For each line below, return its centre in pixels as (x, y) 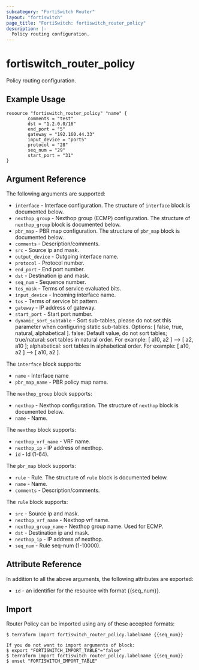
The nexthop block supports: (41, 429)
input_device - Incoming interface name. (65, 295)
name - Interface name (42, 375)
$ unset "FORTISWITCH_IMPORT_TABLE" (52, 661)
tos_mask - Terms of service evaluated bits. (68, 288)
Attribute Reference (44, 564)
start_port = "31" (51, 155)
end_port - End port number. (50, 269)
